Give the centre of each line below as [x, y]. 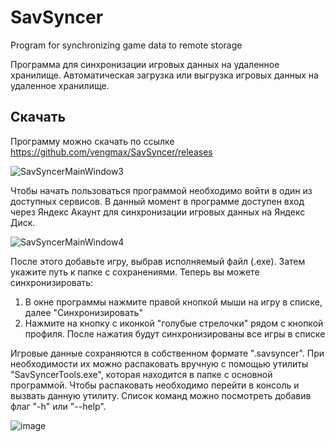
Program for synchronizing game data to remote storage [126, 45]
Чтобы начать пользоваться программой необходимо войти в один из [161, 190]
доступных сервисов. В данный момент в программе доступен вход [157, 201]
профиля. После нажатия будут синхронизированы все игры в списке [175, 333]
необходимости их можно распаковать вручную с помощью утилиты [159, 363]
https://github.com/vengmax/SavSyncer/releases [111, 152]
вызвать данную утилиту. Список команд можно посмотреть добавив [161, 395]
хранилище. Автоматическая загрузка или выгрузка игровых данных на [164, 75]
